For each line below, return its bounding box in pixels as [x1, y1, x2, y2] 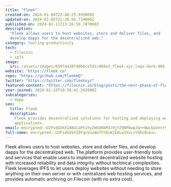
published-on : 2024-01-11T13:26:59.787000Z [5, 21, 99, 27]
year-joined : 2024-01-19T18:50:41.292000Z [5, 87, 97, 93]
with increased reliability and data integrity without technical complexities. [5, 160, 161, 166]
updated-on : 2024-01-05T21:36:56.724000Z [5, 17, 95, 22]
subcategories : [5, 92, 38, 97]
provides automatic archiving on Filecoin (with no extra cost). [5, 176, 134, 182]
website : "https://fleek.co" [5, 69, 67, 74]
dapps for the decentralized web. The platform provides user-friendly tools [5, 149, 162, 155]
